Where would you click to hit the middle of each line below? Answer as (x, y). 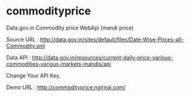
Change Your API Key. (33, 75)
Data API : (19, 57)
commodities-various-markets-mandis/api (59, 64)
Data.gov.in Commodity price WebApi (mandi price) (70, 28)
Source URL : (23, 39)
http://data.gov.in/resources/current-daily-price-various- (103, 57)
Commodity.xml (26, 46)
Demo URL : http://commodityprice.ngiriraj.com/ (66, 87)
